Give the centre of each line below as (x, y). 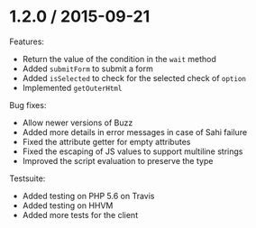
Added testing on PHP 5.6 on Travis (88, 196)
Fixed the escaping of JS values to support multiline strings (133, 151)
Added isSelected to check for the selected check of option (134, 78)
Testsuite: (27, 178)
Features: (27, 41)
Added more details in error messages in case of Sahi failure (135, 132)
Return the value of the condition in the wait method (119, 59)
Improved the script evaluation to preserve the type (118, 160)
